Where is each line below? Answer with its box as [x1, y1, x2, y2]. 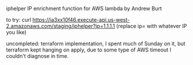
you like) [6, 29, 27, 36]
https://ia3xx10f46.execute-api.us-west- [32, 16, 130, 23]
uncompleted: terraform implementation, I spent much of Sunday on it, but [6, 40, 186, 47]
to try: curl [6, 16, 31, 23]
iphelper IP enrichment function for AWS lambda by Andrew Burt [6, 5, 162, 12]
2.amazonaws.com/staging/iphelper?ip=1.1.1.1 [6, 23, 116, 29]
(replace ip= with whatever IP [116, 23, 187, 29]
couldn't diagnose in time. [6, 53, 69, 59]
